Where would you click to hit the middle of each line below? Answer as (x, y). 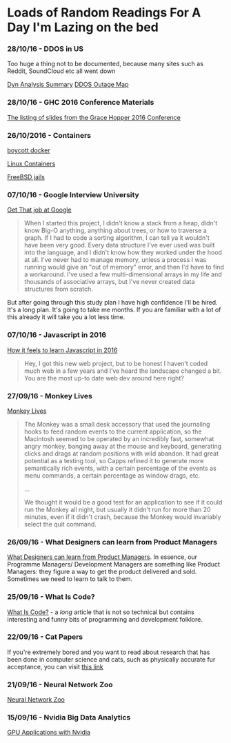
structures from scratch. (58, 289)
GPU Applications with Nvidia (49, 733)
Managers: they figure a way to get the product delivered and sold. (102, 572)
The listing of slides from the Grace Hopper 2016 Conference (94, 117)
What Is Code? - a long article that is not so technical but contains (101, 612)
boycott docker (29, 150)
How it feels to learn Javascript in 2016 (62, 350)
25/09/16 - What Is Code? (51, 597)
